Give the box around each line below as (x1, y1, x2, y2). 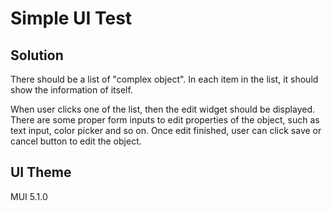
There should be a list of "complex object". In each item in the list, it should (10, 73, 319, 85)
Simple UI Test (10, 7, 133, 30)
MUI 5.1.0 (10, 190, 48, 202)
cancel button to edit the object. (10, 135, 142, 147)
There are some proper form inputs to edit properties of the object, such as (10, 114, 320, 126)
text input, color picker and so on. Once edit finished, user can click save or (10, 125, 322, 136)
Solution (10, 47, 64, 64)
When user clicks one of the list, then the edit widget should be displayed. (10, 103, 315, 115)
